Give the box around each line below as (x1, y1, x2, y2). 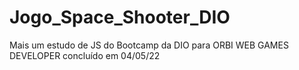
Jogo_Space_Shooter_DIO (9, 6, 231, 29)
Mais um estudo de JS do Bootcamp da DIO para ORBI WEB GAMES (9, 39, 289, 51)
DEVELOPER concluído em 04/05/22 (9, 49, 161, 61)
